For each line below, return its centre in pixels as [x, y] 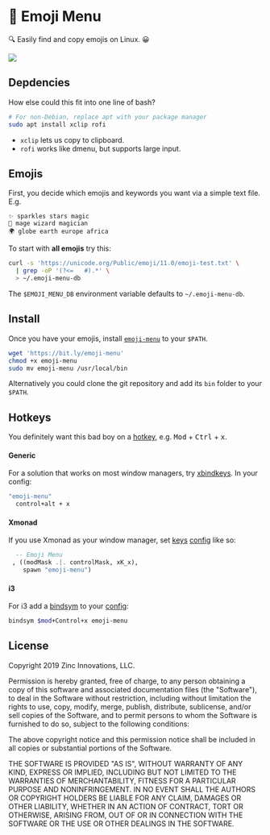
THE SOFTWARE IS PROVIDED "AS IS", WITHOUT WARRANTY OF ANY [126, 763]
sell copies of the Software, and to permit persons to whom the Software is [133, 715]
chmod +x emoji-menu [43, 361]
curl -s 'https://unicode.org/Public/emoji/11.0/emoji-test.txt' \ [124, 264]
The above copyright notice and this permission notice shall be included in [132, 739]
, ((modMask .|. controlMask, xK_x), [75, 563]
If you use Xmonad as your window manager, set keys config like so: [122, 540]
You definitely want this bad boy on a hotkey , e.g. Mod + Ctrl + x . [118, 437]
